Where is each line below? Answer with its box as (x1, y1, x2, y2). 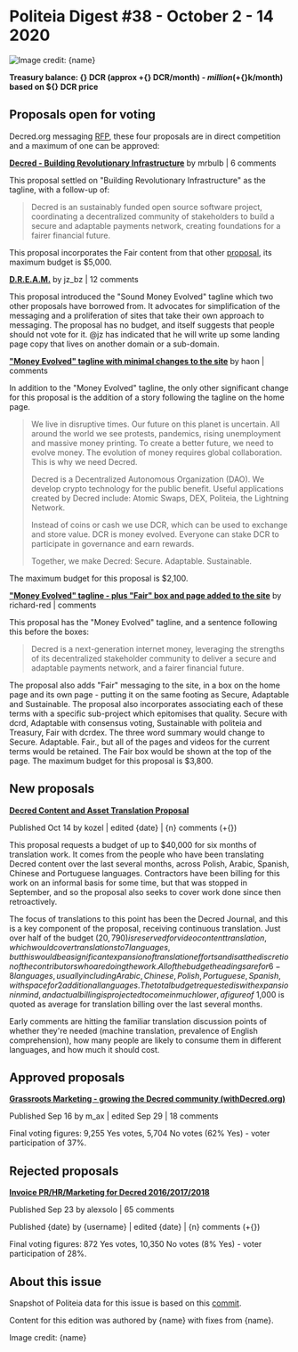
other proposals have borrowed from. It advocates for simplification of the (9, 300, 280, 311)
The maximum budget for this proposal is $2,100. (9, 573, 189, 583)
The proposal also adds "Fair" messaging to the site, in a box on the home (9, 680, 280, 690)
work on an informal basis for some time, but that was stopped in (9, 877, 247, 888)
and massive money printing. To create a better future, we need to (30, 437, 274, 448)
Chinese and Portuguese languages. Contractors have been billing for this (9, 867, 280, 878)
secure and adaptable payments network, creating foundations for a (30, 220, 281, 231)
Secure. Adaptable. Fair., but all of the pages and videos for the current (9, 737, 270, 747)
